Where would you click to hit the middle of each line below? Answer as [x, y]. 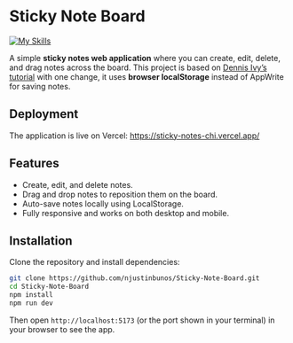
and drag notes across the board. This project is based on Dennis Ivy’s [139, 67]
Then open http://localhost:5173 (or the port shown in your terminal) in [142, 320]
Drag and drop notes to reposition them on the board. [119, 194]
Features [34, 164]
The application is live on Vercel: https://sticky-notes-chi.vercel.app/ [135, 136]
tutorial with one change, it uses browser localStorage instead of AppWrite [146, 76]
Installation [41, 241]
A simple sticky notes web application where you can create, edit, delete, [145, 58]
